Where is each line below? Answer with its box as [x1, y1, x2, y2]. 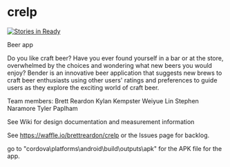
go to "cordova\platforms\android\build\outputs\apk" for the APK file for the [7, 144, 222, 152]
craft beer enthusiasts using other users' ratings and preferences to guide [7, 76, 218, 84]
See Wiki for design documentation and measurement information [7, 117, 195, 125]
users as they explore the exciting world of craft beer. [7, 83, 160, 91]
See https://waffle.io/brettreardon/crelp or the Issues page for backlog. [7, 131, 210, 139]
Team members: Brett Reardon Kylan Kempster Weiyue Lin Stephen [7, 96, 199, 105]
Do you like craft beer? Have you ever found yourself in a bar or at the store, [7, 53, 224, 62]
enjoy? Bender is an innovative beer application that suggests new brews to [7, 69, 222, 77]
